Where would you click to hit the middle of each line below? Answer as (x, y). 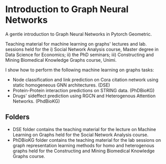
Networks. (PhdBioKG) (36, 101)
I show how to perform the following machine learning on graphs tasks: (80, 70)
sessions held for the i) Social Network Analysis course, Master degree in (82, 49)
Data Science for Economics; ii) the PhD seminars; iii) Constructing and (79, 55)
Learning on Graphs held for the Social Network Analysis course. (80, 135)
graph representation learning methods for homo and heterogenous (84, 145)
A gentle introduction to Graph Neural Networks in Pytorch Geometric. (79, 34)
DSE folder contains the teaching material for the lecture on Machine (84, 129)
